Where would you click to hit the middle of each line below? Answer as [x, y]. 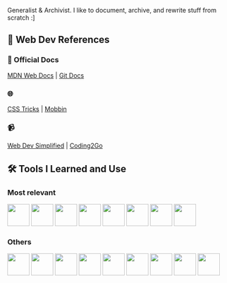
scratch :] [21, 18]
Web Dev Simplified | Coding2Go [55, 146]
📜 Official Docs [33, 60]
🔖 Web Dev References [59, 40]
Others [19, 241]
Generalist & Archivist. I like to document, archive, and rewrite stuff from [112, 10]
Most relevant [32, 192]
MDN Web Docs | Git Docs [46, 75]
